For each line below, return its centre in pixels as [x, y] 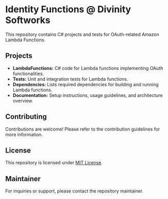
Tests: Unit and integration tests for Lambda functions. [70, 79]
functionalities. [28, 73]
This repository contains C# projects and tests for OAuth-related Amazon [82, 34]
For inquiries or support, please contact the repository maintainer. [75, 191]
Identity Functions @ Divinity [68, 9]
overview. [23, 101]
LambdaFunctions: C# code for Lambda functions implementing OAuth [88, 68]
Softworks [28, 20]
